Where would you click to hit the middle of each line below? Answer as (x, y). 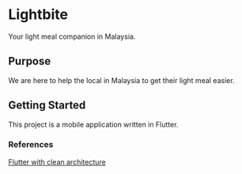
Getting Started (47, 106)
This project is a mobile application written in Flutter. (93, 124)
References (31, 145)
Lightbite (38, 15)
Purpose (30, 61)
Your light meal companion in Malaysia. (72, 36)
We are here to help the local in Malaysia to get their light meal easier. (121, 80)
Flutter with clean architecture (57, 162)
